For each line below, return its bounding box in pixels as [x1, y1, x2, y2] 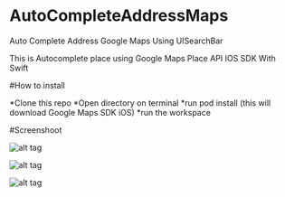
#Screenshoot [9, 124, 62, 136]
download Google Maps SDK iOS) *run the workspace [9, 107, 211, 117]
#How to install [9, 80, 65, 90]
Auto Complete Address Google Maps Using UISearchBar [9, 35, 223, 46]
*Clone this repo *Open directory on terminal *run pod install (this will [9, 97, 271, 108]
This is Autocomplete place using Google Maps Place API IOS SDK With [9, 52, 276, 63]
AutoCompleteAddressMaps [9, 5, 229, 26]
